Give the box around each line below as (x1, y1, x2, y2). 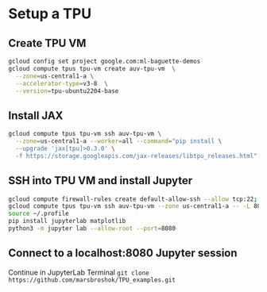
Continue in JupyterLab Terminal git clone (8, 267, 149, 277)
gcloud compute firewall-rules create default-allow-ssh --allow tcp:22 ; (8, 195, 258, 203)
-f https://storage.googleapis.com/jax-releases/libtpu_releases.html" (15, 152, 258, 159)
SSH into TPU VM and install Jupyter (8, 174, 193, 187)
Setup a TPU (8, 5, 92, 23)
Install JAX (8, 109, 64, 122)
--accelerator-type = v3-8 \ (15, 79, 109, 87)
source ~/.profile (8, 209, 69, 218)
